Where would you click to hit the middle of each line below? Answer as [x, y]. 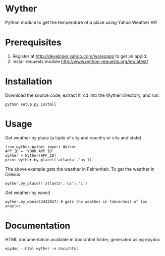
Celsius [13, 174]
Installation [29, 82]
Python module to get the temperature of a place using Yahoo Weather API [81, 22]
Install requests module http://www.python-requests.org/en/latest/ [80, 61]
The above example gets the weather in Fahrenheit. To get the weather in [80, 169]
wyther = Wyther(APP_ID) [31, 155]
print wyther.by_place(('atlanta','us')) [49, 160]
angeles [13, 206]
